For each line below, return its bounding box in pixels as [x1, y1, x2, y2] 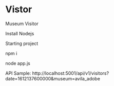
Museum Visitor [5, 20, 39, 27]
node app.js [5, 60, 31, 66]
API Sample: [5, 70, 31, 76]
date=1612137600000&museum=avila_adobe [5, 75, 100, 81]
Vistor [5, 4, 32, 15]
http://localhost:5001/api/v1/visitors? [32, 70, 109, 76]
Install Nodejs [5, 30, 34, 36]
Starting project [5, 40, 39, 47]
